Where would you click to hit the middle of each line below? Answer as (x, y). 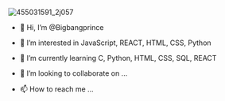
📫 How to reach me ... (56, 89)
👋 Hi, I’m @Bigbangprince (62, 27)
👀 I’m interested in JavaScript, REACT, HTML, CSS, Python (116, 43)
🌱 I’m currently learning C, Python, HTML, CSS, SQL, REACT (118, 58)
